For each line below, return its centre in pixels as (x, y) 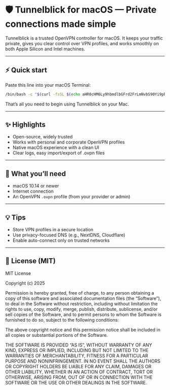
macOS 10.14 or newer (36, 186)
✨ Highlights (25, 125)
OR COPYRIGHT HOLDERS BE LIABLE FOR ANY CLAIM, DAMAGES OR (78, 366)
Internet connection (33, 191)
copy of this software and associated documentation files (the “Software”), (83, 298)
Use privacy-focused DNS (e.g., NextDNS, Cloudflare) (69, 235)
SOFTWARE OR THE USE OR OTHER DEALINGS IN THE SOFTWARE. (76, 382)
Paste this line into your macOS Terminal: (48, 85)
